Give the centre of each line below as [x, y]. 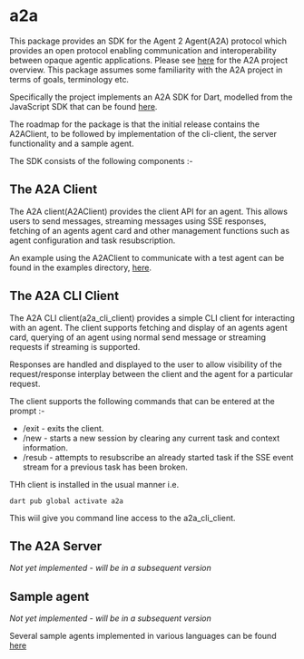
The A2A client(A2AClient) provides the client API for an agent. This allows [149, 211]
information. [45, 447]
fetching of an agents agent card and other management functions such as [150, 230]
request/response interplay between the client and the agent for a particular [151, 373]
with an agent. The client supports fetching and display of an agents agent [148, 327]
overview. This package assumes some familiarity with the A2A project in [146, 70]
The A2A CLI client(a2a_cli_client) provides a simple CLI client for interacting [152, 317]
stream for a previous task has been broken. [105, 467]
